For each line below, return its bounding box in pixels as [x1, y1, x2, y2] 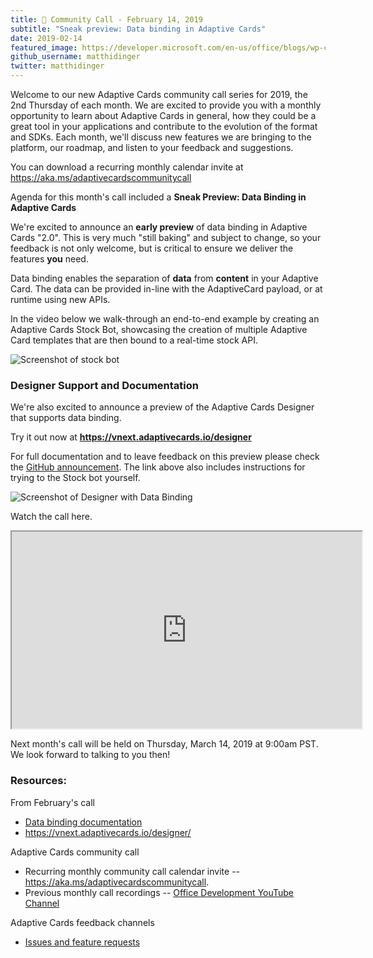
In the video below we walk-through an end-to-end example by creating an [10, 313, 320, 325]
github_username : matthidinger [10, 52, 141, 62]
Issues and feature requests [24, 936, 141, 948]
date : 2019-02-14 [10, 33, 83, 43]
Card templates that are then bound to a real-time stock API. [10, 334, 258, 346]
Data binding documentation [24, 816, 143, 828]
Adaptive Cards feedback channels [10, 916, 155, 928]
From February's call [10, 796, 96, 808]
